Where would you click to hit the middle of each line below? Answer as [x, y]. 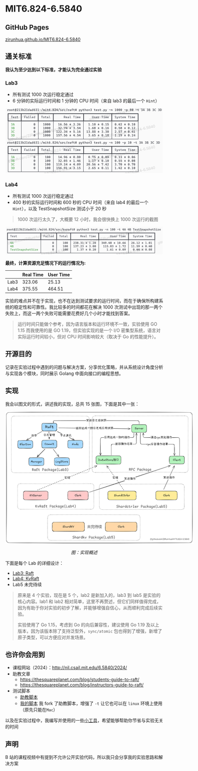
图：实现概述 [84, 552]
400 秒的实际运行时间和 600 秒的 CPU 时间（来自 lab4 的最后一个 [80, 202]
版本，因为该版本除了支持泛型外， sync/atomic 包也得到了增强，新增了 [90, 631]
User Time [59, 274]
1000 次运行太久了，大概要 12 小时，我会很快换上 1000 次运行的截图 [88, 219]
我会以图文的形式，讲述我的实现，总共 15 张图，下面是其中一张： [72, 404]
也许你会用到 [25, 655]
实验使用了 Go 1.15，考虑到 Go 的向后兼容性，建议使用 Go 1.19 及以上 [88, 625]
